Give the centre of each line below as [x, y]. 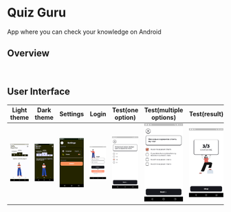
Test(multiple [164, 110]
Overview [29, 53]
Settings [72, 114]
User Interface [39, 92]
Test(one [125, 110]
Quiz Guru [37, 13]
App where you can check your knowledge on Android [84, 32]
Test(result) [206, 114]
